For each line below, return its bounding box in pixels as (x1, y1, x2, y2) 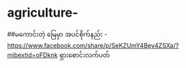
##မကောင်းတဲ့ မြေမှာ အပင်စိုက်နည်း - (7, 30, 108, 38)
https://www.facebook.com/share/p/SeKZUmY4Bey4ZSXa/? (7, 41, 179, 49)
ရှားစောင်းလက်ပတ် (59, 51, 110, 59)
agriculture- (7, 5, 78, 21)
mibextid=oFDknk (7, 51, 58, 59)
